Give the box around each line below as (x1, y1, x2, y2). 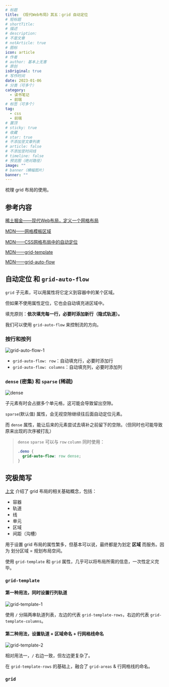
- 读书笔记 (10, 92, 30, 97)
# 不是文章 (5, 36, 25, 41)
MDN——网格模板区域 (5, 228, 51, 235)
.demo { (17, 449, 34, 454)
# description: (5, 31, 37, 36)
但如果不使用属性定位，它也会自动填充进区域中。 (5, 300, 107, 306)
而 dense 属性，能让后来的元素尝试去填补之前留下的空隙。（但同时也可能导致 (5, 422, 163, 428)
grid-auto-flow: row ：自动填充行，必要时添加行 (12, 358, 114, 364)
